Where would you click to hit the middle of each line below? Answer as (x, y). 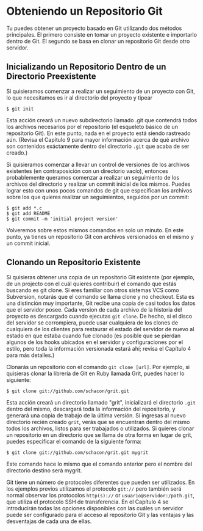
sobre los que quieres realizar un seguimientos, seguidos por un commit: (98, 197)
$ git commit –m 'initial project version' (62, 219)
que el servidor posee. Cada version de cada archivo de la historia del (94, 309)
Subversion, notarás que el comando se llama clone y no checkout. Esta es (101, 296)
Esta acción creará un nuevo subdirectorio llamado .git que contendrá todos (102, 120)
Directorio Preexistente (51, 77)
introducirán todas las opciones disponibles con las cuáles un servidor (95, 508)
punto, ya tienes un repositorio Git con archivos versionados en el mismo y (100, 236)
